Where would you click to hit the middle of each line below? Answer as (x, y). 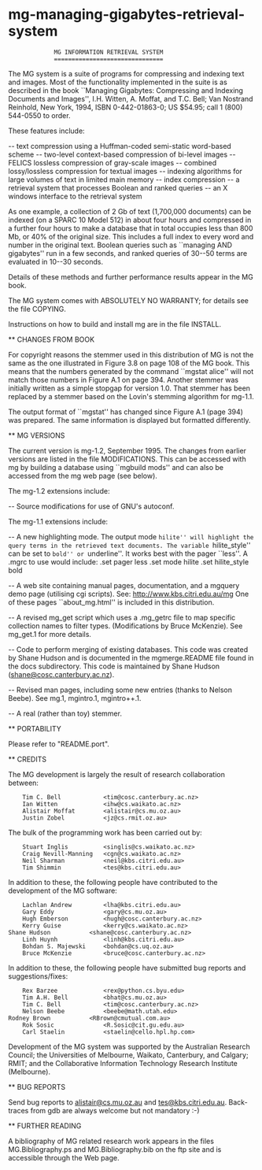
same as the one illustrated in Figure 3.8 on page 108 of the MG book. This (129, 363)
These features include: (46, 131)
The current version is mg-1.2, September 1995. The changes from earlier (127, 450)
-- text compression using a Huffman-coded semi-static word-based (120, 146)
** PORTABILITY (35, 728)
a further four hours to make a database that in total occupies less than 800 (131, 228)
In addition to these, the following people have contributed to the (113, 882)
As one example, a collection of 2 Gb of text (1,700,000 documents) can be (130, 211)
